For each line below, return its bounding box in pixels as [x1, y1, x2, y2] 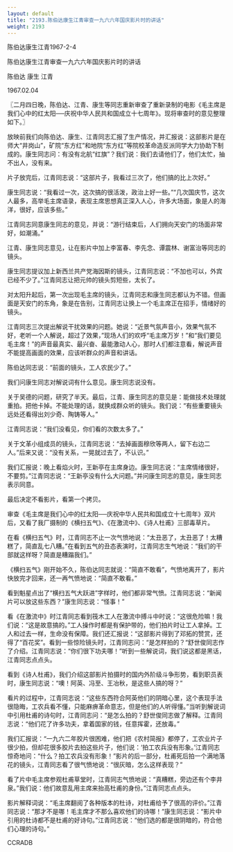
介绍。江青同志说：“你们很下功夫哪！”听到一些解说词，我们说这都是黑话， [12, 647, 225, 656]
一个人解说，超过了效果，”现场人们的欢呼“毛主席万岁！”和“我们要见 [31, 331, 222, 340]
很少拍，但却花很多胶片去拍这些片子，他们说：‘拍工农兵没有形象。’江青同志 [7, 743, 221, 751]
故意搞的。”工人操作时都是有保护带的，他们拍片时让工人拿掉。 [40, 621, 216, 629]
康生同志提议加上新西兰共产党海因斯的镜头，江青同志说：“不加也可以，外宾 [7, 267, 223, 275]
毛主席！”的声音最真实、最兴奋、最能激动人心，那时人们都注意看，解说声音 [7, 340, 223, 348]
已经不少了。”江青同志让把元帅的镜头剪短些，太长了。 [7, 275, 159, 284]
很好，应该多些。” [19, 205, 68, 214]
